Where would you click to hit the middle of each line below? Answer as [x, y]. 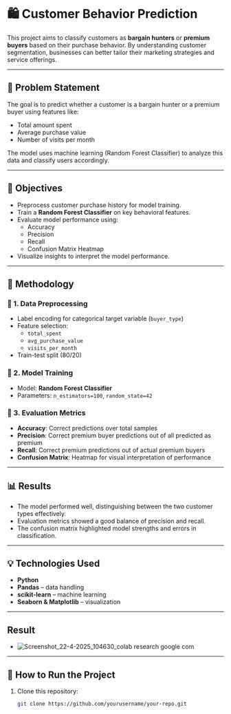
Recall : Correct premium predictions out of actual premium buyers [111, 450]
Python [28, 580]
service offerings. [32, 59]
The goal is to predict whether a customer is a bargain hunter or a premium [113, 104]
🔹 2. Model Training [40, 373]
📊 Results [29, 486]
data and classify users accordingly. [58, 160]
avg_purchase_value [55, 341]
